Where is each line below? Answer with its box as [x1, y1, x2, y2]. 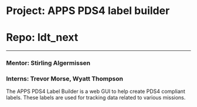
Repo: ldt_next [6, 31, 79, 44]
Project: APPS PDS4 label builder [6, 4, 170, 18]
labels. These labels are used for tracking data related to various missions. [6, 94, 186, 101]
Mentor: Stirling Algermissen [6, 59, 91, 67]
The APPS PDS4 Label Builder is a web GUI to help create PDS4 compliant [6, 88, 186, 95]
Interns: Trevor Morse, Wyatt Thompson [6, 74, 123, 82]
